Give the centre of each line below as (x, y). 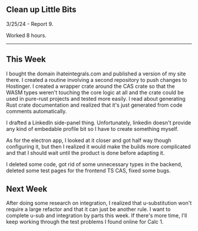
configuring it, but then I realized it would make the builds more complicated (98, 146)
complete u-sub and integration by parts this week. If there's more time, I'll (97, 216)
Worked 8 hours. (27, 35)
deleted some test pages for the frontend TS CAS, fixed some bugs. (88, 170)
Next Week (27, 189)
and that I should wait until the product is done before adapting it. (85, 153)
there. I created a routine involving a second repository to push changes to (97, 80)
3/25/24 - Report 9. (30, 24)
